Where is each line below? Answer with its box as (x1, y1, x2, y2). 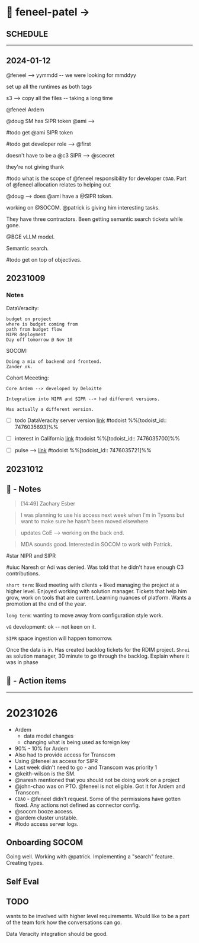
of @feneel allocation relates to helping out (6, 181, 111, 188)
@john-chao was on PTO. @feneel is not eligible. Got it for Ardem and (14, 783, 185, 790)
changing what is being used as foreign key (23, 738, 130, 745)
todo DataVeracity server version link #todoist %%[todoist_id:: (14, 417, 167, 424)
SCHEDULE (6, 29, 49, 39)
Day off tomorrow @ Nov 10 (6, 337, 73, 343)
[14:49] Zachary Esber (20, 500, 76, 507)
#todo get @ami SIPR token (6, 128, 73, 136)
